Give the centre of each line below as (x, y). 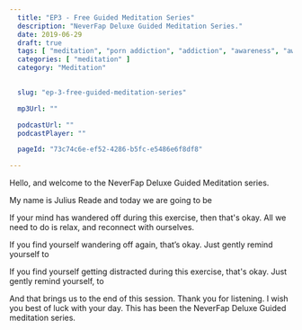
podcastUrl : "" (46, 125)
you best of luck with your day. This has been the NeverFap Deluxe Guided (148, 308)
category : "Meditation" (62, 68)
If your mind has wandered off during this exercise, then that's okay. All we (148, 218)
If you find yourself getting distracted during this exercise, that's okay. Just (148, 272)
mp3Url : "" (38, 109)
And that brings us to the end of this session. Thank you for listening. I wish (149, 299)
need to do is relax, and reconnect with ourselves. (102, 227)
